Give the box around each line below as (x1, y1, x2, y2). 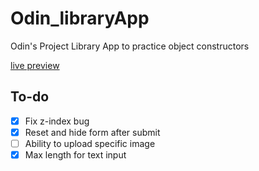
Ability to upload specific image (24, 137, 156, 149)
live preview (10, 59, 60, 71)
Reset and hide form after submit (24, 126, 161, 138)
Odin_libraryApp (10, 7, 150, 30)
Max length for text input (24, 148, 127, 161)
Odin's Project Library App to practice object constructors (10, 40, 250, 52)
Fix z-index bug (24, 115, 90, 127)
